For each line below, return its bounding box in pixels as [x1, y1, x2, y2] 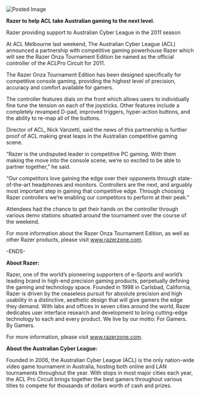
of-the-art [6, 181, 31, 188]
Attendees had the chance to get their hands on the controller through [6, 205, 179, 212]
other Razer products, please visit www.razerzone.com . [6, 236, 143, 243]
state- [177, 175, 193, 182]
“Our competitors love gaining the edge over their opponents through [6, 175, 177, 182]
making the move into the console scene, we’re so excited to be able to [6, 157, 181, 164]
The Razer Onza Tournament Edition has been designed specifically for [6, 71, 181, 78]
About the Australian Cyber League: [6, 345, 98, 352]
